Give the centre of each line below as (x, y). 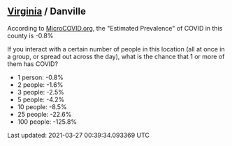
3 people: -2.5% (41, 92)
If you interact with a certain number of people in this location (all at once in (116, 49)
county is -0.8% (30, 35)
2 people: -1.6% (40, 84)
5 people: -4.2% (41, 99)
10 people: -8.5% (42, 106)
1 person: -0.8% (41, 77)
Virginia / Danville (46, 11)
